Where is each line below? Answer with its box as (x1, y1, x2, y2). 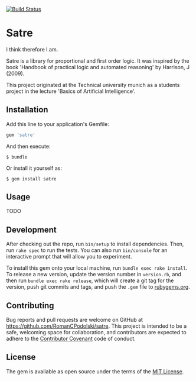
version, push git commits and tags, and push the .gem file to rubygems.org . (6, 283, 191, 290)
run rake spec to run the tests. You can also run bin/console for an (6, 247, 168, 254)
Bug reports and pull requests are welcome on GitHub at (6, 317, 143, 324)
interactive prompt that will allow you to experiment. (6, 253, 132, 260)
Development (6, 225, 57, 235)
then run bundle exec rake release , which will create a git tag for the (6, 277, 174, 284)
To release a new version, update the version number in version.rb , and (6, 271, 182, 278)
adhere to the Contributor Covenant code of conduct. (6, 335, 136, 343)
